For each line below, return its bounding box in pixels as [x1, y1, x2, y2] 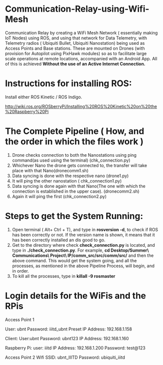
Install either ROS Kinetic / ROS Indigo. [5, 94, 83, 100]
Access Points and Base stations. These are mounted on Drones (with [5, 45, 145, 51]
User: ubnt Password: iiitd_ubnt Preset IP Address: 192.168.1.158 [5, 326, 132, 332]
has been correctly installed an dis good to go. [12, 237, 106, 243]
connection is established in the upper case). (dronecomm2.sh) [12, 188, 140, 194]
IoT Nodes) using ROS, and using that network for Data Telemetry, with [5, 35, 147, 41]
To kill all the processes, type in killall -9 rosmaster [12, 273, 115, 279]
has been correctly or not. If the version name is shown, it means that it [12, 232, 155, 237]
